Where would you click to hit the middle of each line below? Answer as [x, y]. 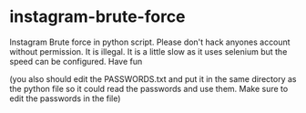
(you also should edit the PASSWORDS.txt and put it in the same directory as [153, 78]
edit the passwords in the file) [65, 98]
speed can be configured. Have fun [76, 61]
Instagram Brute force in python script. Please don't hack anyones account [150, 42]
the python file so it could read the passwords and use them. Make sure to [149, 88]
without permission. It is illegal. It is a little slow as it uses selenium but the [148, 51]
